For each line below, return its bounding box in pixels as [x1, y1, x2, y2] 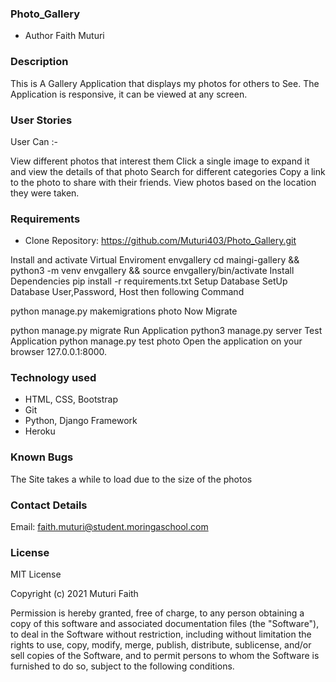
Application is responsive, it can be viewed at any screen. [10, 88, 248, 100]
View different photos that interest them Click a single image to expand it [10, 155, 310, 167]
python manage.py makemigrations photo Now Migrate [10, 305, 238, 317]
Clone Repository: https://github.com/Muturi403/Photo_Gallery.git [24, 235, 297, 247]
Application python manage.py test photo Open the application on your [10, 335, 303, 347]
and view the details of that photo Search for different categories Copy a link [10, 165, 326, 177]
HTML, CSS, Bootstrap [24, 393, 118, 406]
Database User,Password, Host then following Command [10, 286, 245, 298]
